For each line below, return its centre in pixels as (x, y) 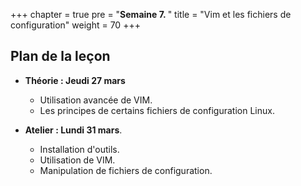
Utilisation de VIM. (77, 160)
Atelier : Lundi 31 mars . (73, 130)
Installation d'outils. (79, 149)
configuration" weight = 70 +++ (75, 25)
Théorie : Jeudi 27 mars (75, 80)
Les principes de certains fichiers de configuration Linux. (157, 110)
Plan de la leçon (60, 56)
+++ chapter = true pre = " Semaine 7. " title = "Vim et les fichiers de (151, 14)
